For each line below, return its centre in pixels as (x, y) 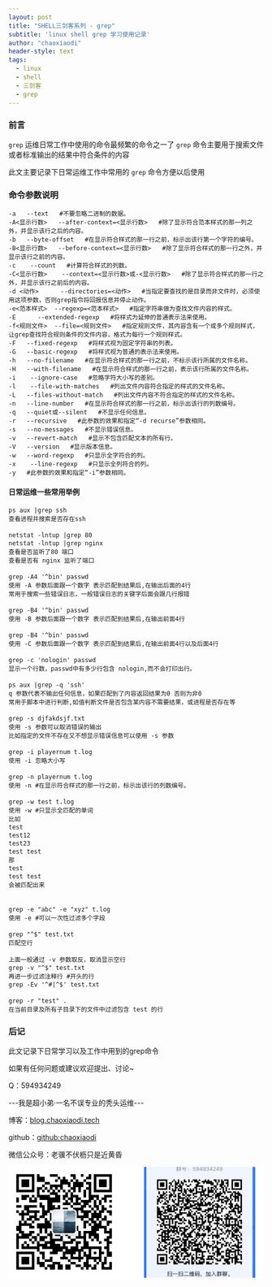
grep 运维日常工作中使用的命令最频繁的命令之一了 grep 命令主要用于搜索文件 (136, 144)
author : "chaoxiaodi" (45, 43)
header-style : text (41, 52)
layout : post (30, 17)
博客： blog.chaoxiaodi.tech (54, 1120)
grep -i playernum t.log (50, 752)
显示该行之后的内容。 (57, 232)
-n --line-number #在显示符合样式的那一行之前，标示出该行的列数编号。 (124, 404)
